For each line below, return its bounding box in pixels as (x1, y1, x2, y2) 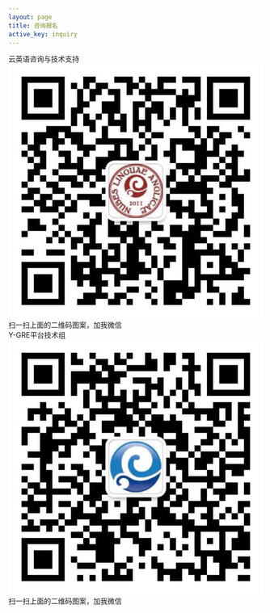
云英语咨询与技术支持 (8, 54, 79, 64)
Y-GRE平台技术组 (8, 330, 66, 340)
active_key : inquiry (8, 30, 78, 38)
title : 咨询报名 (8, 21, 58, 30)
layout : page (8, 13, 53, 21)
